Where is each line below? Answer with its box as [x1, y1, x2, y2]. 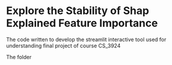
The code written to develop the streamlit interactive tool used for [6, 36, 167, 43]
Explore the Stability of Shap [6, 4, 149, 18]
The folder [6, 53, 31, 60]
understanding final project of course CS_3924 [6, 42, 121, 49]
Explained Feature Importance [6, 16, 158, 30]
